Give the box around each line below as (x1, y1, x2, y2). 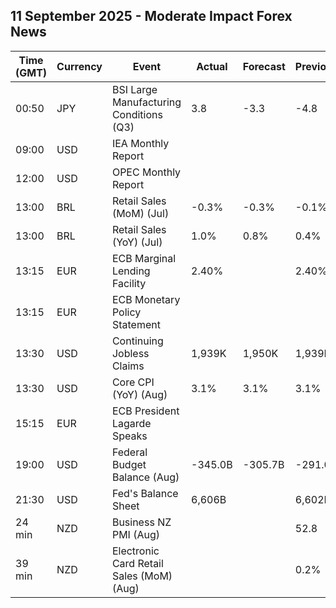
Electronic (111, 544, 160, 558)
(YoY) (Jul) (111, 235, 163, 249)
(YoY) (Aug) (111, 387, 168, 401)
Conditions (111, 107, 163, 121)
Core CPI (111, 375, 155, 389)
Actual (196, 59, 228, 73)
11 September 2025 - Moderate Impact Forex (10, 8, 293, 25)
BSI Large (111, 82, 158, 96)
